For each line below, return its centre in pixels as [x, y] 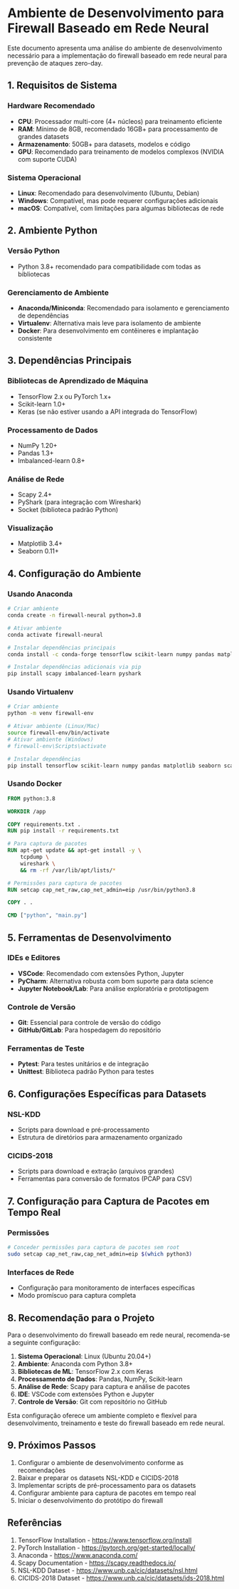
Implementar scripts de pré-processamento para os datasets [107, 1485]
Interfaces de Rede [41, 1272]
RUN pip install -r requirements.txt [63, 831]
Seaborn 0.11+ [38, 551]
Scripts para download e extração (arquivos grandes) [96, 1171]
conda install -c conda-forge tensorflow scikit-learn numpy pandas [111, 654]
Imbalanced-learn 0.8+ [51, 460]
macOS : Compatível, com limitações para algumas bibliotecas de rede [121, 208]
